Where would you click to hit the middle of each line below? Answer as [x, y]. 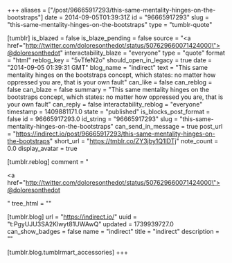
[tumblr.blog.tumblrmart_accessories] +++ [68, 252]
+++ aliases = [27, 10]
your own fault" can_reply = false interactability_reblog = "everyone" [105, 104]
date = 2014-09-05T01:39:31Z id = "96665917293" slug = [127, 17]
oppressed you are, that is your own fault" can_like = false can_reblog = [110, 82]
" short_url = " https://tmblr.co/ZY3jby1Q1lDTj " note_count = [134, 141]
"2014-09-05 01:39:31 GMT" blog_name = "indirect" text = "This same [107, 67]
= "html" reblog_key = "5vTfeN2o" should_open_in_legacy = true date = [110, 60]
